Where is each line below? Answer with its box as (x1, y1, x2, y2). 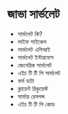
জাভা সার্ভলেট (7, 6, 60, 22)
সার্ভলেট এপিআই (17, 45, 50, 54)
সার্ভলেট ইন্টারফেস (17, 53, 54, 61)
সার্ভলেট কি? (17, 29, 43, 38)
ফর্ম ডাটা (17, 76, 35, 85)
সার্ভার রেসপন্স (17, 92, 46, 100)
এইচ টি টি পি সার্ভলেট (17, 69, 61, 77)
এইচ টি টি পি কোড (17, 100, 55, 108)
